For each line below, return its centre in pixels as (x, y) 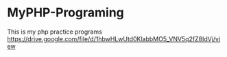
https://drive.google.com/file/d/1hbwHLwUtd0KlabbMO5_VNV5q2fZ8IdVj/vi (114, 38)
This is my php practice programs (55, 32)
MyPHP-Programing (66, 13)
